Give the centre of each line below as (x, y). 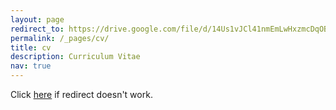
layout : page (37, 19)
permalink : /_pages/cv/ (60, 38)
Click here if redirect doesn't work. (81, 94)
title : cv (31, 47)
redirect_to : (37, 29)
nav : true (31, 66)
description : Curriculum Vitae (75, 57)
